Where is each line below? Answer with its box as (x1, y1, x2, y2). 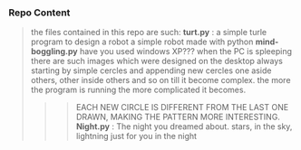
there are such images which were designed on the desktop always (30, 56, 283, 67)
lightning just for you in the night (75, 131, 197, 142)
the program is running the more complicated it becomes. (30, 84, 247, 96)
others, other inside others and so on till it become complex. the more (30, 75, 291, 86)
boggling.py (30, 46, 78, 57)
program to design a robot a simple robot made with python (30, 36, 254, 47)
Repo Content (8, 6, 71, 19)
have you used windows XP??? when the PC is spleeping (79, 46, 292, 57)
